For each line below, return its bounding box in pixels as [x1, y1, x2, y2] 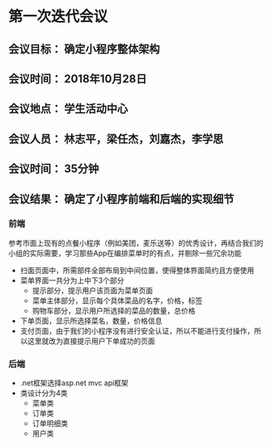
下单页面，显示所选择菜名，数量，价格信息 [19, 316, 163, 326]
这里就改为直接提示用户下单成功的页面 [27, 336, 155, 346]
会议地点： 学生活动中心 [8, 102, 128, 116]
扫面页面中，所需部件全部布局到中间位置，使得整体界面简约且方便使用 [19, 265, 255, 275]
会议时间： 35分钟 [8, 162, 100, 176]
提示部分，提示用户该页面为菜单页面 [32, 285, 154, 295]
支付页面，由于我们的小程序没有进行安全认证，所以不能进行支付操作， [19, 326, 255, 335]
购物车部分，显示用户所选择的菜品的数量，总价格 [32, 305, 196, 315]
